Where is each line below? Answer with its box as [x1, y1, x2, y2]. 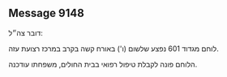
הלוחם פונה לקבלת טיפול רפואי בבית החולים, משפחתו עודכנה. [8, 59, 198, 69]
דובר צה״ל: [8, 28, 43, 37]
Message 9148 [8, 6, 85, 20]
